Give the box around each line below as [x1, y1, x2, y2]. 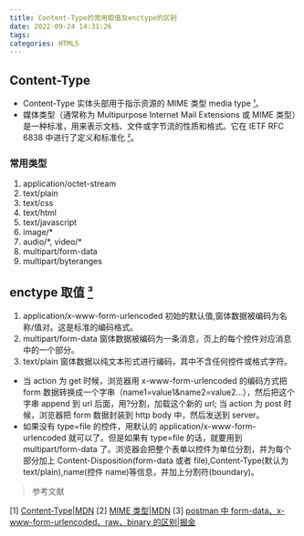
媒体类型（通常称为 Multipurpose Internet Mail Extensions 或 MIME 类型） [22, 109, 297, 120]
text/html [22, 207, 58, 219]
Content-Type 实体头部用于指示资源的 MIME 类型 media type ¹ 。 [22, 98, 265, 109]
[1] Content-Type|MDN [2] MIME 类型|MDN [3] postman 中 [9, 505, 230, 516]
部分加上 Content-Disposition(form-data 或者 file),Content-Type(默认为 [22, 455, 289, 466]
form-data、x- [231, 505, 286, 516]
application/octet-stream [22, 179, 117, 190]
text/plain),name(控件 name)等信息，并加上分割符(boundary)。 [22, 467, 259, 478]
